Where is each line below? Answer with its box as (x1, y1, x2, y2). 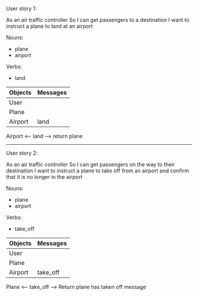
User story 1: (6, 5, 37, 12)
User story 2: (6, 149, 38, 157)
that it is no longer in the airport (6, 174, 82, 180)
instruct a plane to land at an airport (6, 23, 93, 29)
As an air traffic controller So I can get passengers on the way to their (6, 161, 175, 168)
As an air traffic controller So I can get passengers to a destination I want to (6, 16, 190, 23)
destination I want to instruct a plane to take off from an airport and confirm (6, 167, 190, 174)
